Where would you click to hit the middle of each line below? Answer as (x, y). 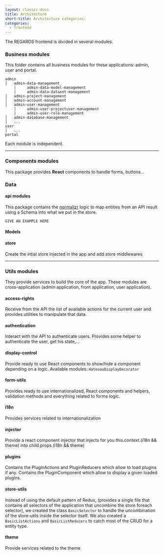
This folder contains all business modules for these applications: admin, (77, 65)
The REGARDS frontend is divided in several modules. (59, 42)
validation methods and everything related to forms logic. (63, 396)
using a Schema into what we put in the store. (51, 212)
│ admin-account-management (36, 101)
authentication (20, 325)
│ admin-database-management (37, 118)
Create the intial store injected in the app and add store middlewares (74, 254)
